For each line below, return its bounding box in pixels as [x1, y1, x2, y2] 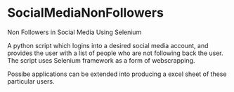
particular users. [7, 77, 55, 85]
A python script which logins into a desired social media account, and [7, 41, 209, 49]
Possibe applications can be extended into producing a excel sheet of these [7, 70, 227, 78]
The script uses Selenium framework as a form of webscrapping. [7, 56, 195, 64]
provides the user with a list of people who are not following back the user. [7, 49, 223, 57]
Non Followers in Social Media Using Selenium [7, 28, 142, 36]
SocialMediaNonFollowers [7, 5, 164, 21]
